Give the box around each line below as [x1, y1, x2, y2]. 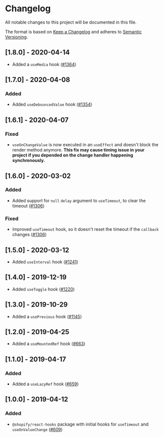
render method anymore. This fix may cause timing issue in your [12, 147, 145, 153]
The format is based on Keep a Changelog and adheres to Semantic [5, 29, 142, 34]
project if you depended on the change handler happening [12, 152, 134, 158]
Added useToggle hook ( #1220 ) [12, 286, 75, 292]
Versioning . [5, 34, 28, 40]
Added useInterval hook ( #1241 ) [12, 259, 78, 265]
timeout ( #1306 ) [12, 203, 45, 209]
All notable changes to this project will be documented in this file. [5, 19, 137, 25]
